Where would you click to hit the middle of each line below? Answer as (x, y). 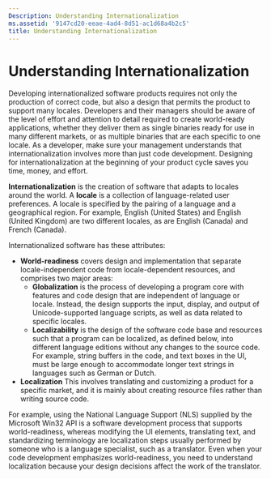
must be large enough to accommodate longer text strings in (133, 365)
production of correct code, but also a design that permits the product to (129, 102)
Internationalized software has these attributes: (87, 246)
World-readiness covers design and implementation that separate (131, 261)
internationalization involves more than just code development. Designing (131, 154)
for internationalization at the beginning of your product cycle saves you (129, 162)
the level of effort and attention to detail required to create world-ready (127, 119)
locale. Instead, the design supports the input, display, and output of (146, 304)
